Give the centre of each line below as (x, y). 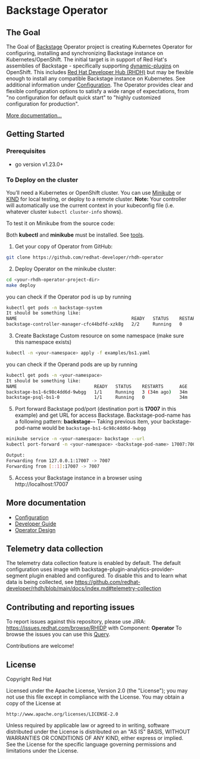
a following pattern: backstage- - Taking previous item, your (88, 422)
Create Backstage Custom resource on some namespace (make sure (99, 336)
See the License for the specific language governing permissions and (91, 744)
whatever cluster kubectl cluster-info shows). (65, 211)
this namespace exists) (43, 342)
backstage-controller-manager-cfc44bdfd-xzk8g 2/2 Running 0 (94, 324)
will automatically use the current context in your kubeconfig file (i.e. (90, 205)
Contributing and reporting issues (71, 607)
